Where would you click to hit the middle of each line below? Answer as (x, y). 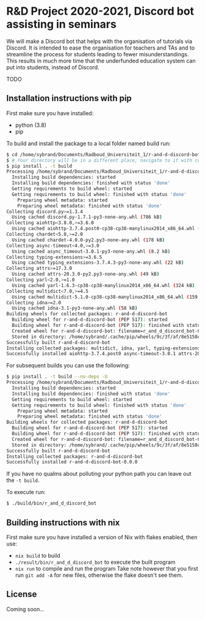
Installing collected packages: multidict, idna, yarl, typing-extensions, (105, 348)
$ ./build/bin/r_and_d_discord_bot (52, 503)
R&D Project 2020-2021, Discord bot (100, 11)
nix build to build (38, 555)
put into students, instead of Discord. (53, 67)
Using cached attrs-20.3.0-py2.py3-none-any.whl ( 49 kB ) (86, 274)
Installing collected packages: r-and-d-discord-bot (75, 456)
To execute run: (26, 492)
